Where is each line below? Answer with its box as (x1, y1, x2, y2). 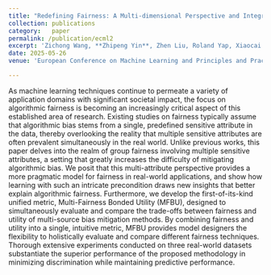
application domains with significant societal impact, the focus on (8, 94, 226, 104)
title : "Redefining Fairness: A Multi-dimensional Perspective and (8, 11, 240, 20)
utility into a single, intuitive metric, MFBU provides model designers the (8, 223, 248, 232)
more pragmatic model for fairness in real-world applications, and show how (8, 171, 263, 181)
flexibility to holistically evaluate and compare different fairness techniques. (8, 231, 260, 241)
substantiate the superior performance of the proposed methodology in (8, 248, 246, 258)
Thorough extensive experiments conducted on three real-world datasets (8, 240, 252, 250)
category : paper (8, 27, 70, 35)
